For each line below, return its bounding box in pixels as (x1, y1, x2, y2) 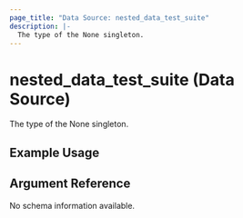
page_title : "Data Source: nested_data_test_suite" (9, 13, 209, 23)
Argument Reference (9, 176, 131, 192)
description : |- (9, 22, 71, 31)
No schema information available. (9, 200, 135, 211)
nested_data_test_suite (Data (9, 69, 235, 90)
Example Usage (9, 144, 100, 160)
